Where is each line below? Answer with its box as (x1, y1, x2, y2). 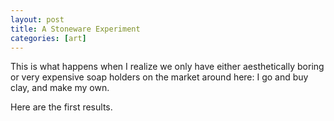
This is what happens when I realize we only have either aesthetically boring (10, 61, 325, 73)
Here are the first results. (10, 101, 113, 113)
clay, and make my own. (10, 82, 110, 94)
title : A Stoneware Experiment (10, 24, 141, 34)
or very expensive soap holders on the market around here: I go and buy (10, 71, 309, 83)
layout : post (10, 14, 65, 25)
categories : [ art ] (10, 33, 87, 43)
